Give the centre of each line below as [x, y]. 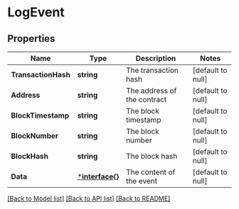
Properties [31, 39]
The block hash [152, 156]
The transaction [152, 70]
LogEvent [36, 12]
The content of [150, 172]
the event [142, 181]
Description [156, 58]
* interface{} [98, 176]
